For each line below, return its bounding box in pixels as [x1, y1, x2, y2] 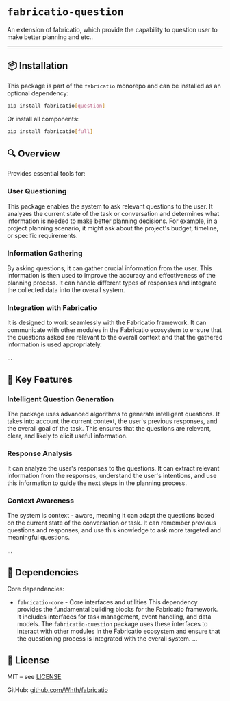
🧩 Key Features [7, 373, 73, 385]
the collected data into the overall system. [7, 285, 125, 294]
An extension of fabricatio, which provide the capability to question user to [7, 25, 218, 34]
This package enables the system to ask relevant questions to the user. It [7, 202, 214, 211]
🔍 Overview [7, 147, 60, 159]
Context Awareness [7, 496, 74, 506]
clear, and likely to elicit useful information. [7, 431, 128, 440]
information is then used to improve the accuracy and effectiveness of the [7, 271, 216, 279]
